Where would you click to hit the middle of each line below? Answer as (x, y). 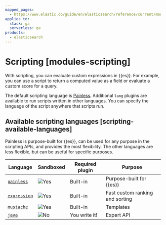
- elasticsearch (26, 38)
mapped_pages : (20, 10)
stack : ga (20, 23)
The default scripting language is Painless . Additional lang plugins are (76, 95)
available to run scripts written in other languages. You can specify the (77, 101)
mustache (18, 207)
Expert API (118, 215)
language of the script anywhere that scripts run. (55, 106)
